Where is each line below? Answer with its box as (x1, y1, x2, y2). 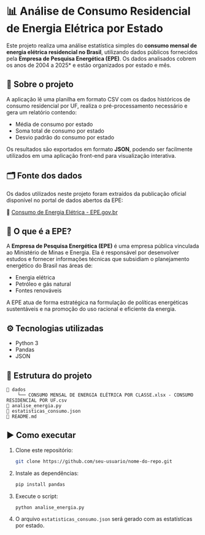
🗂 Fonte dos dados (6, 171, 82, 181)
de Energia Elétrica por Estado (6, 21, 164, 36)
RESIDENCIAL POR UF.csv (6, 397, 68, 404)
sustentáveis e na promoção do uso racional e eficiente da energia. (6, 305, 177, 313)
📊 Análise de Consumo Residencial (6, 4, 191, 18)
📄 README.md (6, 413, 37, 420)
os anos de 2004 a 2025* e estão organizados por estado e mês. (6, 61, 172, 69)
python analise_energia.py (15, 504, 85, 510)
